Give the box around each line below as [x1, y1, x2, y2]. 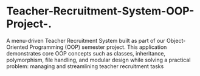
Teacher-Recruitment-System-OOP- [6, 4, 195, 18]
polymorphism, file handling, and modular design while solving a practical [6, 56, 191, 63]
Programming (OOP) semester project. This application [29, 43, 167, 51]
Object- [166, 37, 186, 44]
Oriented [6, 43, 29, 51]
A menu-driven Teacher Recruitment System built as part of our [6, 37, 165, 44]
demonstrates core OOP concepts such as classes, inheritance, [6, 49, 166, 57]
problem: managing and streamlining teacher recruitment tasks [6, 62, 164, 70]
